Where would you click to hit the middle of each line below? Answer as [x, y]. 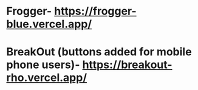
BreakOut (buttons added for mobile [99, 52]
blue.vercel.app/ [49, 24]
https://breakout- [127, 65]
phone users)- [43, 65]
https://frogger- [95, 11]
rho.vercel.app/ [46, 78]
